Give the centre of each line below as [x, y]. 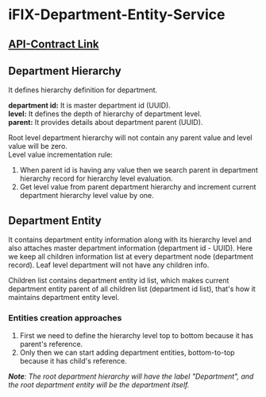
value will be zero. [38, 146]
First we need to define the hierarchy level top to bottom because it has [137, 335]
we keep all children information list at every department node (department [131, 257]
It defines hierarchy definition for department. [83, 90]
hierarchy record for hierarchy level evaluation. [96, 179]
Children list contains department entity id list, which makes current [119, 281]
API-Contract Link [54, 44]
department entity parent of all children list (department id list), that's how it [132, 289]
